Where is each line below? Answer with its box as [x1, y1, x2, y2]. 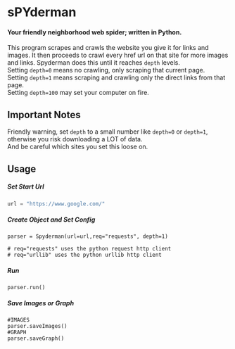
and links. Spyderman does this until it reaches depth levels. [7, 58, 181, 67]
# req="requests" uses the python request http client [7, 246, 172, 253]
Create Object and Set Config [7, 215, 96, 224]
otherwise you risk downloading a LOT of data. [7, 135, 143, 144]
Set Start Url [7, 182, 44, 191]
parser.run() [7, 284, 46, 291]
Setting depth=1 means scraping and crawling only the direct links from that [7, 73, 226, 82]
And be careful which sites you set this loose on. [7, 142, 148, 151]
